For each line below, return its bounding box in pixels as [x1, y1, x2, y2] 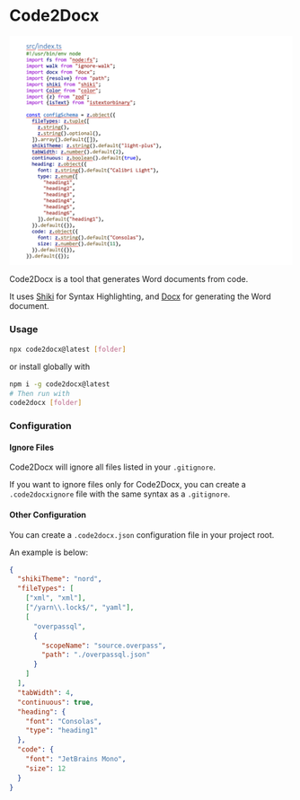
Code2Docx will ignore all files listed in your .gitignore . [9, 462, 216, 472]
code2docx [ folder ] [9, 399, 83, 408]
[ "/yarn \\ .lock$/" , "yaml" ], [25, 603, 135, 612]
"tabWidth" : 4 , [17, 688, 75, 697]
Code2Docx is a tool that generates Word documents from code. [9, 274, 249, 285]
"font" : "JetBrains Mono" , [25, 755, 127, 764]
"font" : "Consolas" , [25, 716, 102, 725]
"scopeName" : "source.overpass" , [41, 641, 167, 650]
